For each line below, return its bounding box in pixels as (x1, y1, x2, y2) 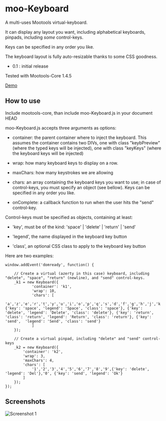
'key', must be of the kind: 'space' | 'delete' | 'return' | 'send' (12, 224, 136, 230)
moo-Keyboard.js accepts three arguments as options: (5, 125, 116, 131)
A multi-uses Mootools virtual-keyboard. (5, 19, 88, 25)
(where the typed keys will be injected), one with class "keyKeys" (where (12, 145, 162, 151)
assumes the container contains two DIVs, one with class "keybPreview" (12, 140, 161, 145)
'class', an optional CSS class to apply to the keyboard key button (12, 243, 146, 249)
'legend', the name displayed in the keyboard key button (12, 233, 127, 239)
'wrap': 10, (31, 288, 56, 293)
